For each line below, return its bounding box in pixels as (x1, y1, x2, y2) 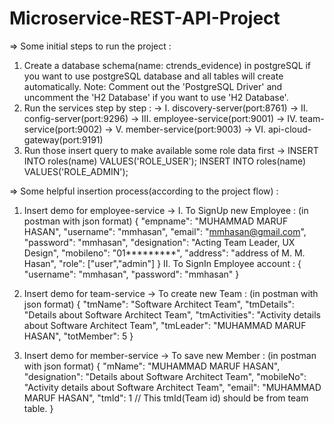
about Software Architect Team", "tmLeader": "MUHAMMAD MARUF (23, 319, 307, 331)
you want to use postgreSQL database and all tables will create (23, 70, 284, 82)
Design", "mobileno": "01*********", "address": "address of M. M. (23, 247, 306, 259)
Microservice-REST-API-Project (9, 7, 281, 30)
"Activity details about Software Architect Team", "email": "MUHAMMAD (23, 381, 322, 393)
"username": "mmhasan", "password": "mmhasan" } (23, 268, 240, 280)
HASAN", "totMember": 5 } (23, 330, 134, 342)
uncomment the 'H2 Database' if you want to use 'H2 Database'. (23, 91, 289, 103)
